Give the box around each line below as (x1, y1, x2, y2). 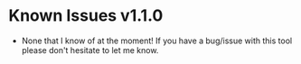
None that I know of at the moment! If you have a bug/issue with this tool (21, 35, 293, 46)
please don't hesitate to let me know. (21, 44, 159, 55)
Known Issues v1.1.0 (8, 5, 164, 26)
